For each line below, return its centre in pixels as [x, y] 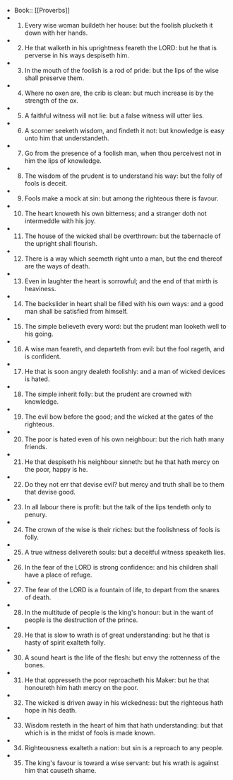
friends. [36, 447]
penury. [36, 514]
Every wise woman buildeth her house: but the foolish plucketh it [119, 25]
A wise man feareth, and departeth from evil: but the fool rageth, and [124, 349]
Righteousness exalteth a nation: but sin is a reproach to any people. [124, 748]
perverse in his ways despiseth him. [77, 55]
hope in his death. [51, 710]
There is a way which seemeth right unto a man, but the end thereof [123, 259]
